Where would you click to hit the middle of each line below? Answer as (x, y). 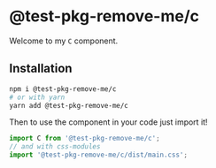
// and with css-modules (55, 147)
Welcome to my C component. (64, 41)
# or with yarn (37, 97)
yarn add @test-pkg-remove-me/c (69, 105)
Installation (41, 69)
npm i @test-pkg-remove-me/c (63, 89)
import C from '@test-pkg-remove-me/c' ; (85, 139)
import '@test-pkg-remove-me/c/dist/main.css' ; (99, 155)
